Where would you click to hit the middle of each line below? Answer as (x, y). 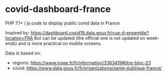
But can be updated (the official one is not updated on (90, 38)
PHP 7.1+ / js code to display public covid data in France (62, 23)
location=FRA (19, 38)
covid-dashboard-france (58, 9)
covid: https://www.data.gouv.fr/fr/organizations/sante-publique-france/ (87, 68)
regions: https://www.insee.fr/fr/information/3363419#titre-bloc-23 (81, 62)
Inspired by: (17, 32)
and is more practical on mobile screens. (60, 43)
